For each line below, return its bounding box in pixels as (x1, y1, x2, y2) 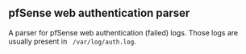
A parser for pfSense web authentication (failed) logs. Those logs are (8, 27, 239, 37)
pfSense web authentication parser (8, 6, 190, 20)
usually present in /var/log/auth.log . (8, 36, 137, 46)
